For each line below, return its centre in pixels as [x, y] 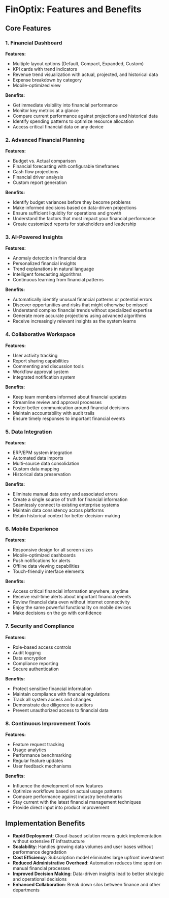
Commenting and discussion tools [48, 366]
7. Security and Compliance [40, 626]
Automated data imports [38, 458]
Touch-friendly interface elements [48, 571]
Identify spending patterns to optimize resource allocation [73, 121]
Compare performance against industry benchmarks [67, 797]
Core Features [28, 28]
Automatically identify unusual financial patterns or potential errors [82, 300]
